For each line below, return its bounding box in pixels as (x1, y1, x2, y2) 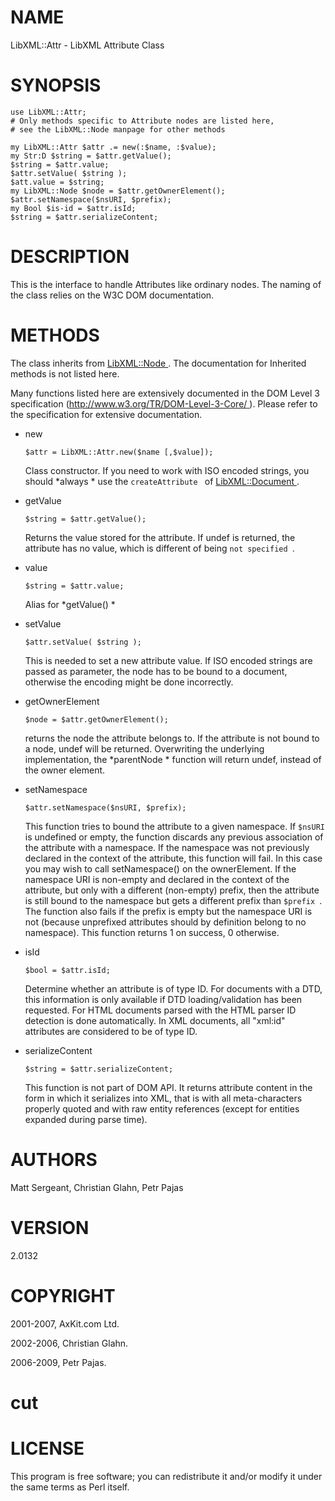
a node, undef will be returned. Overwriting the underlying (24, 742, 265, 755)
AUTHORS (10, 1148, 98, 1171)
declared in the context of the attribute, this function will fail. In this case (24, 852, 323, 864)
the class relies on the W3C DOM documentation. (10, 289, 215, 301)
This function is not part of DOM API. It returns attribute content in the (24, 1081, 313, 1093)
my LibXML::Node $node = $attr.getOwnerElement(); (10, 186, 226, 196)
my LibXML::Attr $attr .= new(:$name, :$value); (10, 142, 217, 152)
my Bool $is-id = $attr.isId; (10, 203, 137, 213)
